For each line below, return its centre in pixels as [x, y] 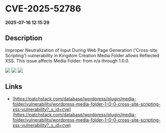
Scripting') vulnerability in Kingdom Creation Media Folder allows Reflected [82, 55]
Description [24, 38]
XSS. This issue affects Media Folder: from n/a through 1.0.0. [67, 61]
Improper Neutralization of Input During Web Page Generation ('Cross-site [82, 50]
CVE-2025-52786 [43, 9]
